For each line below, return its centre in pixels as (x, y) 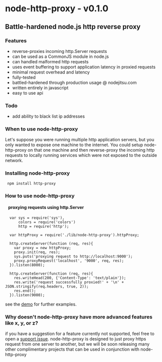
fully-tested (24, 77)
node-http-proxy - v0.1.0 (57, 9)
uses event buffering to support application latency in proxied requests (84, 67)
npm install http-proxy (31, 183)
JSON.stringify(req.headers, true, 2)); (47, 286)
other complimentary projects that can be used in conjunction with (72, 349)
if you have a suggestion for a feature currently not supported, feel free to (80, 334)
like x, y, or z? (22, 323)
